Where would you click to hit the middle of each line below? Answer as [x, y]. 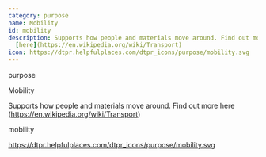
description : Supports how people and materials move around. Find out [129, 38]
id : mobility [30, 30]
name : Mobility [33, 23]
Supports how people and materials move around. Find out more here [122, 105]
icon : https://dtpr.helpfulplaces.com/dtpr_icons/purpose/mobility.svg [129, 52]
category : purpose [38, 15]
